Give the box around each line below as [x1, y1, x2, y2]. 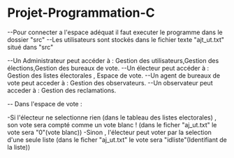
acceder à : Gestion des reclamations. [7, 86, 117, 94]
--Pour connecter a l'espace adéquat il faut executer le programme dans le [7, 28, 223, 36]
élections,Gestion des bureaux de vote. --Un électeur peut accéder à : [7, 64, 210, 72]
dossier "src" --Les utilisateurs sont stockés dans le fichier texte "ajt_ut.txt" [7, 35, 225, 43]
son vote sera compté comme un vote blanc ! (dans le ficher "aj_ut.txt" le [7, 120, 217, 129]
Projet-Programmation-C [7, 5, 155, 21]
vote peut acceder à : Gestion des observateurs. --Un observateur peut [7, 78, 213, 87]
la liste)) [7, 143, 31, 151]
